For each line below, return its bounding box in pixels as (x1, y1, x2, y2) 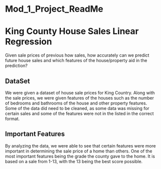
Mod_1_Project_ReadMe (5, 3, 103, 15)
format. (5, 116, 20, 122)
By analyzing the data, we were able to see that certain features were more (5, 143, 156, 148)
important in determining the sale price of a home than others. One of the (5, 148, 153, 154)
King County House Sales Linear (5, 26, 139, 37)
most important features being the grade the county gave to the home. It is (5, 153, 155, 159)
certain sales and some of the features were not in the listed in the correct (5, 110, 154, 116)
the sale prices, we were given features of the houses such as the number (5, 95, 154, 101)
